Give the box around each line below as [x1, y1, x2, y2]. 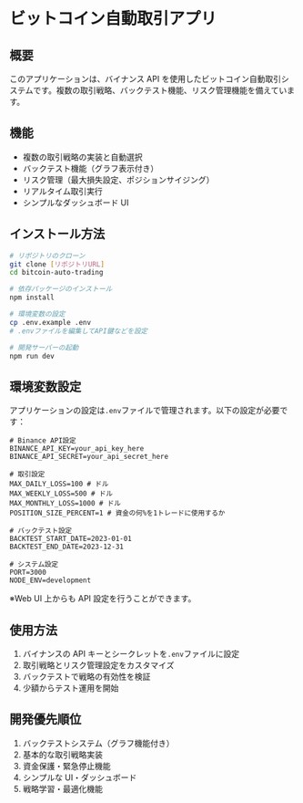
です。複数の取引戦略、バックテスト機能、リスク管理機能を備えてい [33, 85, 288, 96]
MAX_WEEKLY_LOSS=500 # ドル [9, 489, 114, 498]
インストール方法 [9, 226, 106, 242]
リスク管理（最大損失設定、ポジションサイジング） [22, 174, 215, 185]
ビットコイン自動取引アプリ [9, 8, 217, 29]
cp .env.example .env [9, 318, 92, 327]
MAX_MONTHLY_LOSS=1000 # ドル [9, 499, 121, 508]
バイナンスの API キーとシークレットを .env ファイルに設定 [22, 649, 240, 659]
